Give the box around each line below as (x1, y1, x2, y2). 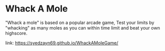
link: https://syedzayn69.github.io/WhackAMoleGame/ (5, 39, 118, 45)
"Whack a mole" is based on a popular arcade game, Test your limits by (5, 19, 154, 25)
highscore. (5, 30, 28, 36)
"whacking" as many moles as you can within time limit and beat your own (5, 24, 160, 30)
